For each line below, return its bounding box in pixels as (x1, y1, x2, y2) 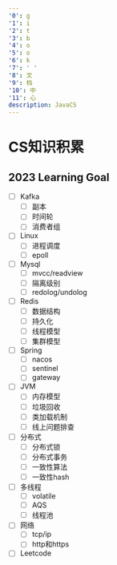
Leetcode (19, 548, 52, 558)
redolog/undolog (31, 287, 88, 297)
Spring (19, 345, 42, 355)
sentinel (31, 364, 58, 373)
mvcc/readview (31, 268, 83, 277)
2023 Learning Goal (8, 170, 110, 184)
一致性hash (31, 472, 70, 482)
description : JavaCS (8, 101, 78, 109)
